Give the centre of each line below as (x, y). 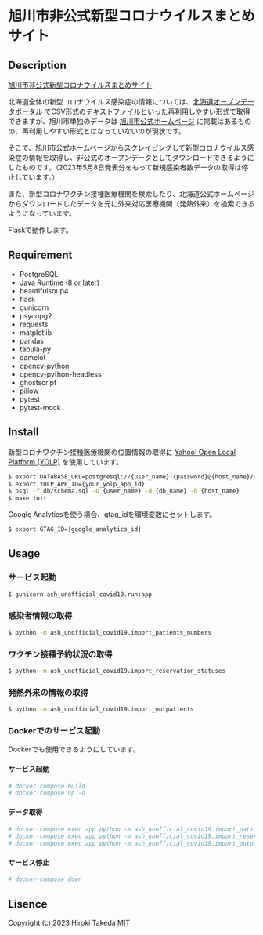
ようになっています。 (42, 213)
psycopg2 (36, 315)
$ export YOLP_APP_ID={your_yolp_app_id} (77, 484)
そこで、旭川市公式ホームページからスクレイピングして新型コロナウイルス (128, 147)
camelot (32, 357)
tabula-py (35, 349)
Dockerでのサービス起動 (54, 731)
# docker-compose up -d (47, 793)
